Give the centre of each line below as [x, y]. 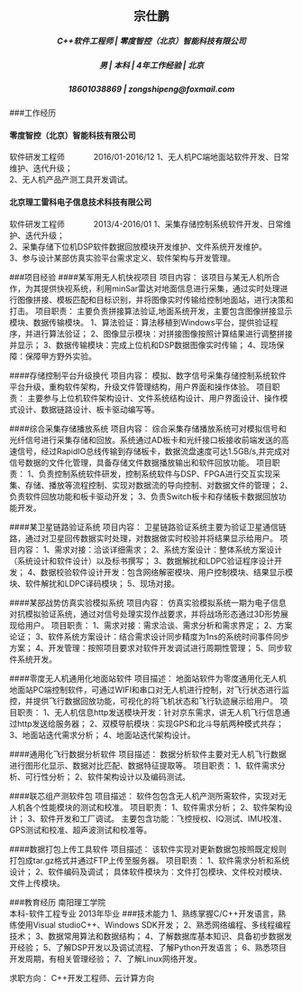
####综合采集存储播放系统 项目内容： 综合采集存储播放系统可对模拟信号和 [148, 429]
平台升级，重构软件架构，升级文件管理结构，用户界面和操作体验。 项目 [141, 386]
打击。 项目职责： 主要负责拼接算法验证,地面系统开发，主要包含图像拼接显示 [151, 311]
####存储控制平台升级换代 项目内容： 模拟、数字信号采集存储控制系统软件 [148, 375]
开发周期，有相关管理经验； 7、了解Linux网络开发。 [106, 959]
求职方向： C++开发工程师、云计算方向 [82, 978]
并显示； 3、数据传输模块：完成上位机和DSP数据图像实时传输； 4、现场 [143, 345]
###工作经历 [33, 113]
